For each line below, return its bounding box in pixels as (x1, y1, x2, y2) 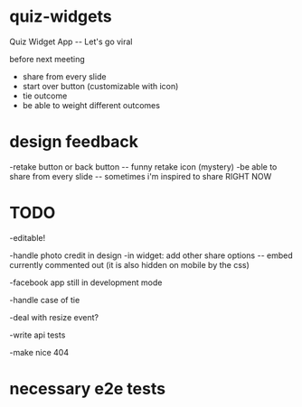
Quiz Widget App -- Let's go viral (9, 36, 133, 47)
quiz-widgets (9, 6, 112, 27)
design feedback (9, 132, 138, 153)
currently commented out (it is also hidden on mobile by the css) (9, 259, 250, 270)
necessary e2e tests (9, 379, 165, 399)
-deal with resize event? (9, 311, 99, 322)
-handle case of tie (9, 294, 80, 305)
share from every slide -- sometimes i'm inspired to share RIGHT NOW (9, 171, 272, 181)
